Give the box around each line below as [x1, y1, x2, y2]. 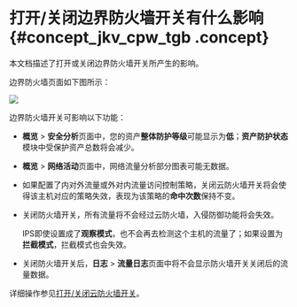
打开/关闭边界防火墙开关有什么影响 [9, 8, 264, 28]
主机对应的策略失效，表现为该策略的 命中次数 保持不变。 [37, 190, 240, 201]
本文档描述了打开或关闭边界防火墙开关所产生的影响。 [9, 58, 204, 68]
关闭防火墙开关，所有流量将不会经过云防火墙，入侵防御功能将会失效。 [21, 209, 279, 219]
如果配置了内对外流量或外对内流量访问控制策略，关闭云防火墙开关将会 [21, 179, 279, 190]
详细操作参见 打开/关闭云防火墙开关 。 [9, 288, 145, 298]
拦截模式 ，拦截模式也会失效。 [21, 239, 131, 249]
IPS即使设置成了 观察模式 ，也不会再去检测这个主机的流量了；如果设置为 [21, 227, 284, 239]
